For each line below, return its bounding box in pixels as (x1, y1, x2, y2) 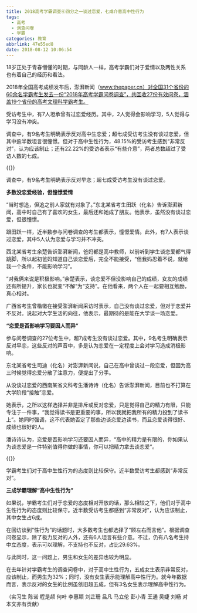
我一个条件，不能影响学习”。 (6, 262, 76, 270)
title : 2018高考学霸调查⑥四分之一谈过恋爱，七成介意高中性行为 (6, 8, 145, 15)
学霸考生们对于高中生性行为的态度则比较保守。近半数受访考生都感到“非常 (6, 467, 184, 474)
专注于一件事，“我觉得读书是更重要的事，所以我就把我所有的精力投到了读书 (6, 408, 189, 415)
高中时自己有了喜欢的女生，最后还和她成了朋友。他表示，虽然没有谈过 (16, 208, 186, 215)
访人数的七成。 (6, 152, 42, 159)
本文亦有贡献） (6, 600, 42, 607)
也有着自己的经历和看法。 (6, 71, 68, 78)
